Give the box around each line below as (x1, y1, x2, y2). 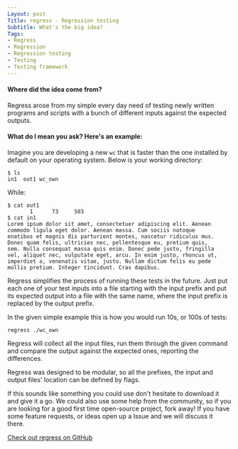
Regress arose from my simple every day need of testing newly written (7, 101, 215, 109)
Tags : (7, 30, 23, 38)
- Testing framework (7, 63, 69, 70)
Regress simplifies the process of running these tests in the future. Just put (7, 276, 228, 285)
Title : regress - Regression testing (7, 17, 119, 24)
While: (7, 188, 26, 197)
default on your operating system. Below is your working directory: (7, 156, 203, 164)
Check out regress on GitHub (7, 433, 93, 442)
